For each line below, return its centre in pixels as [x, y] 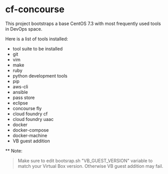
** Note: [14, 151]
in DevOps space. [24, 29]
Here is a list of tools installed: [37, 39]
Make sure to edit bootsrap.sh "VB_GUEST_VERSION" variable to [85, 160]
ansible [20, 92]
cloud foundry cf [30, 114]
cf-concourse [35, 9]
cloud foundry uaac [33, 119]
